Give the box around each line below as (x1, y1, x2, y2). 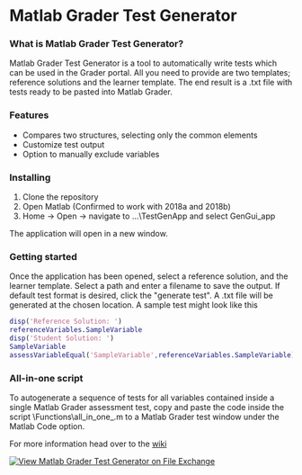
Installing (9, 171, 51, 184)
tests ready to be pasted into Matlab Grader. (9, 86, 173, 97)
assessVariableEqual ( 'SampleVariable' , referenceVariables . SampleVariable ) (9, 350, 296, 360)
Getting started (9, 251, 78, 263)
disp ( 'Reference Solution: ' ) (9, 317, 123, 327)
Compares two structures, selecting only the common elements (22, 130, 258, 140)
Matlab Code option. (9, 421, 85, 432)
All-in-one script (9, 372, 84, 384)
